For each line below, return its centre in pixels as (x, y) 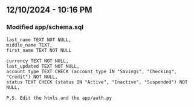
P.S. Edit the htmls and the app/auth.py (59, 98)
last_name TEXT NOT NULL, (39, 40)
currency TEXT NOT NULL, (37, 61)
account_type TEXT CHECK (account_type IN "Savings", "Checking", (92, 71)
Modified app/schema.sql (45, 27)
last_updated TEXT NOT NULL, (43, 66)
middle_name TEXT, (29, 45)
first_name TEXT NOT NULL (39, 50)
